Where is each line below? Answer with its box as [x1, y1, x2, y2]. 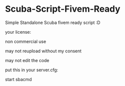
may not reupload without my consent [5, 48, 82, 54]
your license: [5, 29, 31, 35]
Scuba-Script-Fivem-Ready [5, 3, 121, 15]
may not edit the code [5, 57, 50, 63]
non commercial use [5, 38, 47, 44]
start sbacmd [5, 76, 32, 82]
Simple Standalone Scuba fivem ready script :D [5, 20, 100, 25]
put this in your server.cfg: [5, 67, 58, 73]
